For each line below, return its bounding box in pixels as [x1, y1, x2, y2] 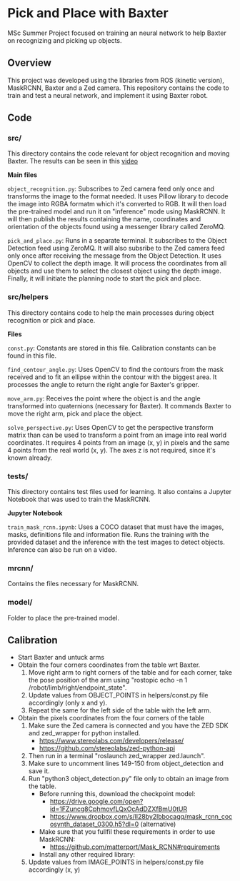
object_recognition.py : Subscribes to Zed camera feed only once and [7, 184, 215, 193]
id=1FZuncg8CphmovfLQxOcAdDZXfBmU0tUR [49, 805, 188, 813]
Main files [7, 171, 38, 179]
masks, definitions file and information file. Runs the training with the [7, 530, 209, 539]
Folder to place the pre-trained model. [7, 613, 120, 622]
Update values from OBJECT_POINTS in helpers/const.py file [28, 691, 209, 700]
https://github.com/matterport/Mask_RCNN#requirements [49, 842, 220, 851]
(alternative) [140, 820, 176, 829]
